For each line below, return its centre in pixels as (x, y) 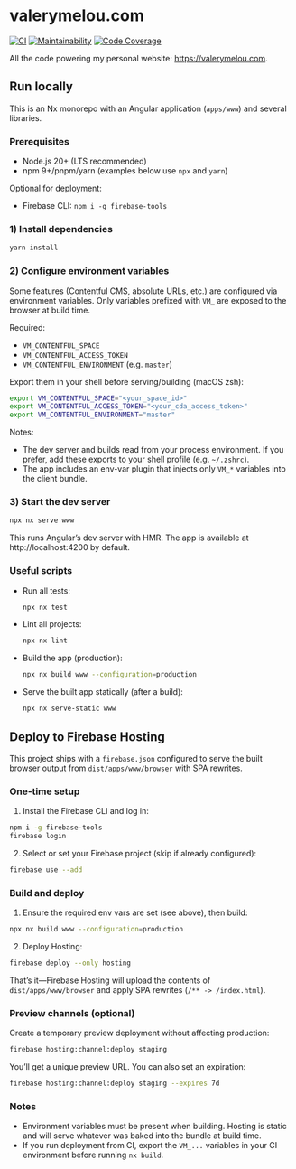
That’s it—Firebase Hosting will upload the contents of (110, 980)
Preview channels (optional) (72, 1013)
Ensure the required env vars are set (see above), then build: (135, 912)
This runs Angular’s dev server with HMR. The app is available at (129, 538)
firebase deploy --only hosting (70, 963)
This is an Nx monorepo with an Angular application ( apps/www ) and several (148, 108)
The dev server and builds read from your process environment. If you (153, 450)
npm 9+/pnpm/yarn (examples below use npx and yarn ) (125, 171)
